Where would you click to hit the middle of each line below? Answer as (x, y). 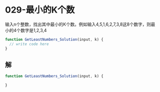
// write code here (29, 44)
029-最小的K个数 (40, 10)
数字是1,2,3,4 (34, 30)
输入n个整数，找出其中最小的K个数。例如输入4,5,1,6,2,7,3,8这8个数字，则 (78, 24)
